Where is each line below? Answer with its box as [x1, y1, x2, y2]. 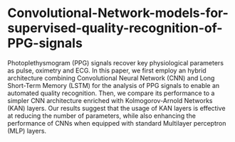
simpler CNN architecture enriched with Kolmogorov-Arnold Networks [7, 96, 213, 104]
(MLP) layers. [7, 126, 47, 135]
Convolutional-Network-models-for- [7, 5, 229, 21]
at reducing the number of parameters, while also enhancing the [7, 111, 196, 120]
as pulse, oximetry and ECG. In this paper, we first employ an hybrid [7, 66, 207, 75]
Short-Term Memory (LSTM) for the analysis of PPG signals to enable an [7, 81, 220, 89]
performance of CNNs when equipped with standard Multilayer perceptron [7, 119, 226, 127]
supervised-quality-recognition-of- [7, 20, 223, 36]
